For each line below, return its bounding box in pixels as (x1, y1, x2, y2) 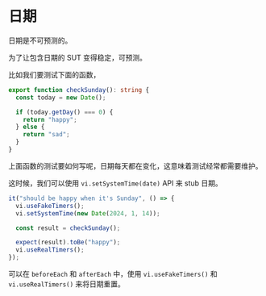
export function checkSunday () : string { (8, 85, 150, 94)
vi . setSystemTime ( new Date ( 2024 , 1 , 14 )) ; (15, 209, 160, 218)
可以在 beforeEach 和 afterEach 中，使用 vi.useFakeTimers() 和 (8, 269, 218, 279)
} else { (15, 123, 45, 131)
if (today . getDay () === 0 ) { (15, 108, 114, 116)
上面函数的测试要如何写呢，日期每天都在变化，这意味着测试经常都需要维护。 (8, 161, 263, 170)
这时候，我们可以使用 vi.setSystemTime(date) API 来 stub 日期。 (8, 178, 223, 188)
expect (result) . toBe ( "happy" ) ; (15, 239, 121, 247)
